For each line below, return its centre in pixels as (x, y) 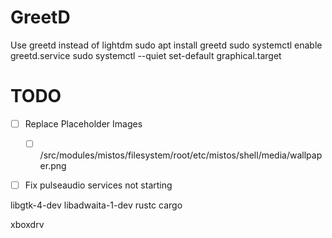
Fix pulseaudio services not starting (98, 185)
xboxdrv (27, 225)
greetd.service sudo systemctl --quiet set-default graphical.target (146, 55)
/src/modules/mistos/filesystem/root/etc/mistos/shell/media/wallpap (181, 155)
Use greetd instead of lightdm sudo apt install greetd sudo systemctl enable (166, 45)
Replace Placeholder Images (83, 123)
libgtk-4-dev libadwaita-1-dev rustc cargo (96, 205)
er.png (53, 165)
